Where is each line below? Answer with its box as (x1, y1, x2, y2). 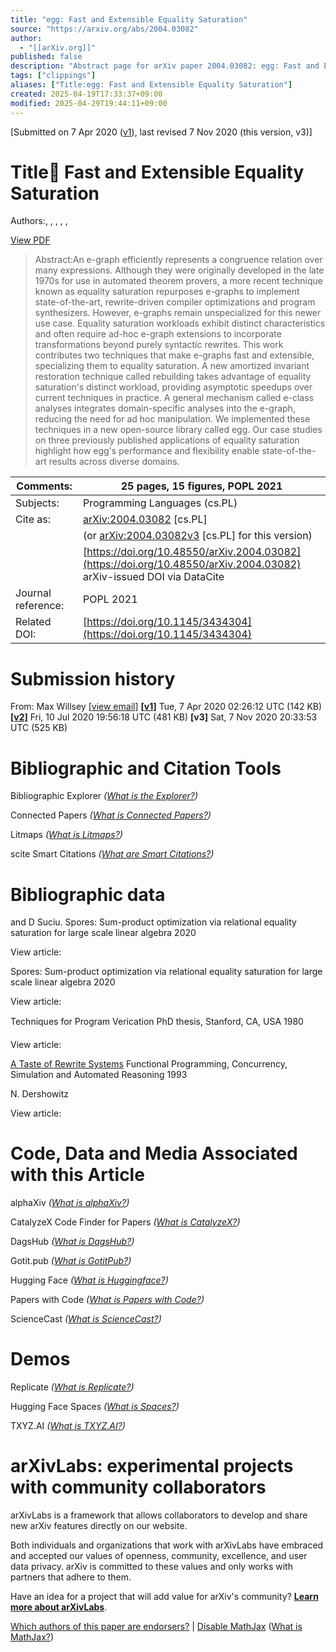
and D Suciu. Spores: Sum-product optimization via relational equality (10, 916, 297, 928)
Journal (15, 586, 52, 600)
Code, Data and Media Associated (10, 1142, 298, 1165)
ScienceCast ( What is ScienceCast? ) (10, 1313, 162, 1325)
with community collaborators (10, 1476, 267, 1499)
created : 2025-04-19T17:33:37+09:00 (10, 89, 163, 99)
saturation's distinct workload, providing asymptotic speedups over (34, 381, 313, 393)
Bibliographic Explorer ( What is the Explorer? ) (10, 790, 199, 802)
